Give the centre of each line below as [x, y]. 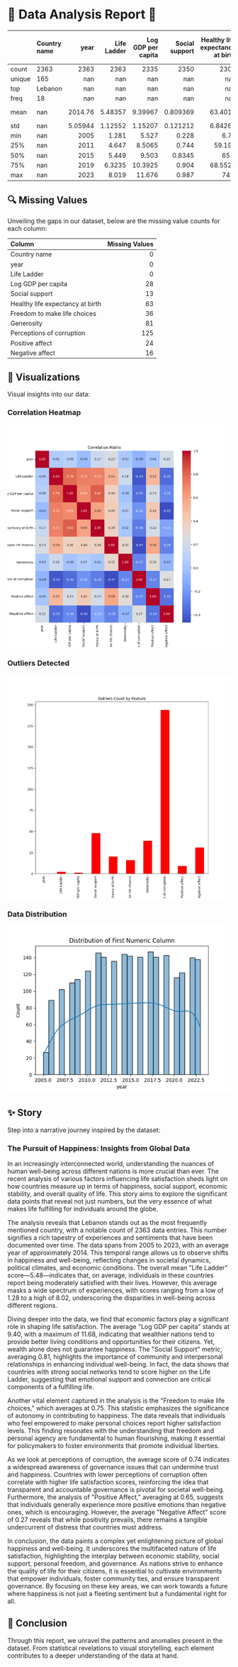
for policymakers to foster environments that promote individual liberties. [113, 1446]
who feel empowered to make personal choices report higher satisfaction [114, 1423]
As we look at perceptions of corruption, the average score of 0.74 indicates [119, 1459]
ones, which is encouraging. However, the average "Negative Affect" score [117, 1513]
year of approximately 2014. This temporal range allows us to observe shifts [118, 1253]
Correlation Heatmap [44, 412]
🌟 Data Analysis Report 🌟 [82, 15]
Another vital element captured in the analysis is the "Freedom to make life [116, 1401]
